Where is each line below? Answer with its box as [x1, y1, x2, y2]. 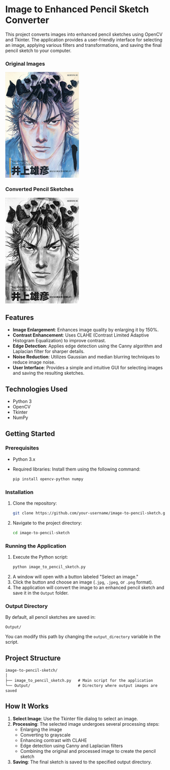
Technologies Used [5, 384, 67, 393]
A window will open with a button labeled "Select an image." [12, 573, 139, 580]
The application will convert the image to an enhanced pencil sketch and [12, 584, 164, 590]
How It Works [5, 702, 49, 711]
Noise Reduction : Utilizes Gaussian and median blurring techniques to [12, 354, 160, 360]
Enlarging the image [20, 726, 62, 732]
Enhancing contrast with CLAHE [20, 737, 87, 743]
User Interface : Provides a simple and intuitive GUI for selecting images [12, 365, 163, 371]
